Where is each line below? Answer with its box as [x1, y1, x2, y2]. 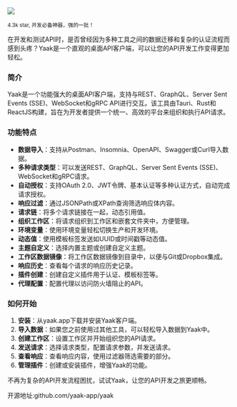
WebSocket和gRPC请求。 [17, 171, 94, 181]
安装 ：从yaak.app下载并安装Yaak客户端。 [17, 316, 141, 324]
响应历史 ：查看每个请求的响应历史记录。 [17, 261, 137, 270]
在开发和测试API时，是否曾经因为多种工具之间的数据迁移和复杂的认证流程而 [7, 35, 231, 44]
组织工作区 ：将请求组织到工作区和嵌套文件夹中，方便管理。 [17, 216, 193, 225]
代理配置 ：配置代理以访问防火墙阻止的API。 [17, 278, 148, 288]
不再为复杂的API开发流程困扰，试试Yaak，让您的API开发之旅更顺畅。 [7, 376, 211, 384]
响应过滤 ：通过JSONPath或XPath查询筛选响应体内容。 [17, 199, 178, 207]
